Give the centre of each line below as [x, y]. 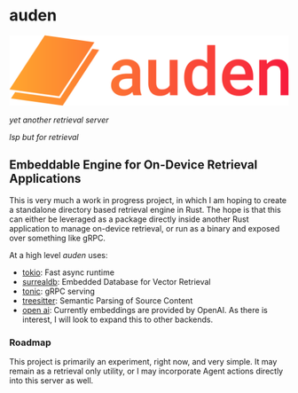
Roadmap [30, 342]
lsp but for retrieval [44, 137]
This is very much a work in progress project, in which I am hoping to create [148, 200]
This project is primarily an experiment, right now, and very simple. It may [143, 362]
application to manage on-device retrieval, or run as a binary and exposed [145, 228]
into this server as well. [51, 381]
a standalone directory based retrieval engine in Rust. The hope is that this [145, 209]
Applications [45, 179]
